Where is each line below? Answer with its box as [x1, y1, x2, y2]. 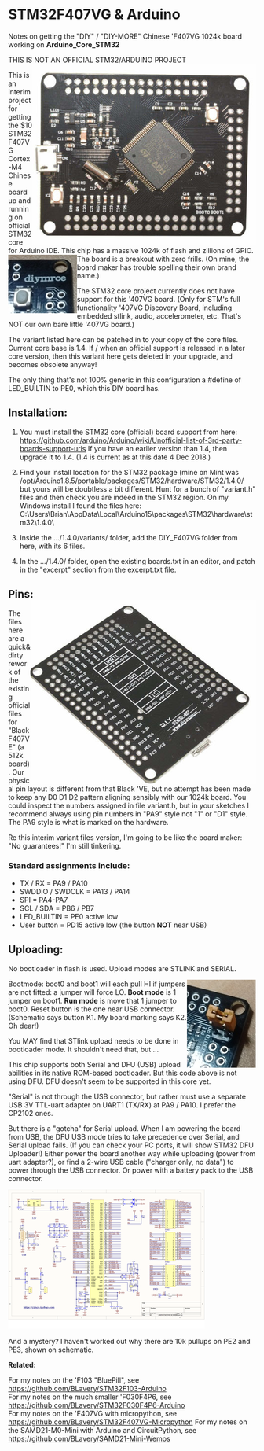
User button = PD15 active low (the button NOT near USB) [19, 920, 207, 930]
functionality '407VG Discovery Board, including [77, 303, 233, 312]
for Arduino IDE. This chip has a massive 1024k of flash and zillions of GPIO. [8, 245, 254, 255]
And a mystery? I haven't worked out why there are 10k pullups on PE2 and [8, 1336, 251, 1346]
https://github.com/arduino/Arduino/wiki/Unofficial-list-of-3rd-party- [19, 435, 242, 445]
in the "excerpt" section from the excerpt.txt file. [19, 565, 177, 574]
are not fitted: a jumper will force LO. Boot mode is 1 [8, 987, 177, 996]
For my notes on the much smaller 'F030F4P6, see [8, 1392, 172, 1401]
